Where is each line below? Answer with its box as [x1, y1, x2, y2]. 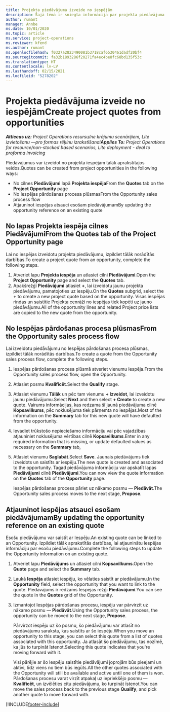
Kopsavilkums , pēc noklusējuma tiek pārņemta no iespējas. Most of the [13, 407, 162, 413]
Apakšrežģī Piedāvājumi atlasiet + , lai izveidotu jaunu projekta [13, 282, 143, 289]
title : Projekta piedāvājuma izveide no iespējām [6, 7, 113, 13]
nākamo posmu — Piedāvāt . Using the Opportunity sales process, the [13, 607, 158, 614]
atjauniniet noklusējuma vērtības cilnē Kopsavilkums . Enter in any [13, 433, 150, 439]
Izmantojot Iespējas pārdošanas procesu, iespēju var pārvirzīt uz [13, 602, 148, 608]
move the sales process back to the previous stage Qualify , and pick [13, 686, 157, 692]
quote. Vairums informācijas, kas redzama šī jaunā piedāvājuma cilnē [13, 402, 157, 408]
